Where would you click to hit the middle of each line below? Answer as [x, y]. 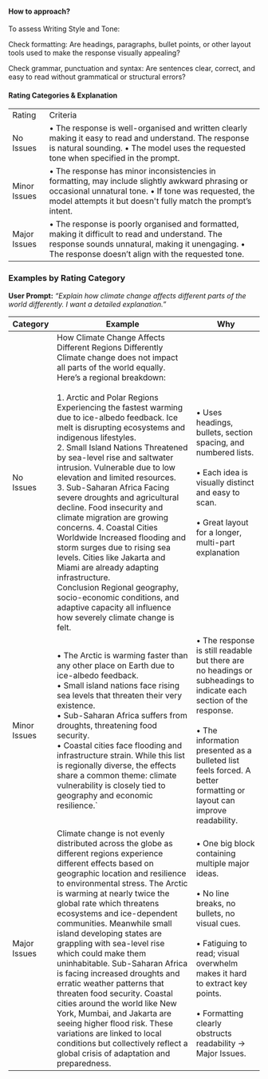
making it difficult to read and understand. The [136, 234]
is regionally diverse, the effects [117, 765]
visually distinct [225, 482]
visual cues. [218, 923]
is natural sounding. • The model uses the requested [147, 148]
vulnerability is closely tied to [111, 785]
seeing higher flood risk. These [115, 1023]
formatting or [221, 790]
